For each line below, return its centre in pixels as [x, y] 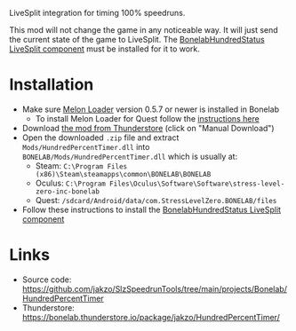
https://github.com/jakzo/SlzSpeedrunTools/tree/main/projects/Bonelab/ [154, 288]
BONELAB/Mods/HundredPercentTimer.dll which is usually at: [130, 156]
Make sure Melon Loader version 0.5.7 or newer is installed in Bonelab [151, 109]
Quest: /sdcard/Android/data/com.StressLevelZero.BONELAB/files [156, 200]
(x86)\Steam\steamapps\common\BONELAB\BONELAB [123, 174]
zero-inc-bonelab [68, 191]
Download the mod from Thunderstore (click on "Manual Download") [148, 128]
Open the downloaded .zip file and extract [100, 138]
